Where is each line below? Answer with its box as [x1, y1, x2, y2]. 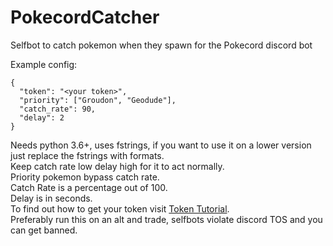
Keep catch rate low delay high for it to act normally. [10, 160, 225, 172]
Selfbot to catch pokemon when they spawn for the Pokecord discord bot [10, 39, 313, 51]
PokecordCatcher [10, 6, 160, 29]
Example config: [10, 58, 78, 70]
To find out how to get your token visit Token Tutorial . [10, 202, 230, 215]
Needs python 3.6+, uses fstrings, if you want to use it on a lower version [10, 139, 312, 151]
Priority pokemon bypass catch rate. [10, 171, 160, 183]
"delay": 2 [19, 112, 65, 123]
